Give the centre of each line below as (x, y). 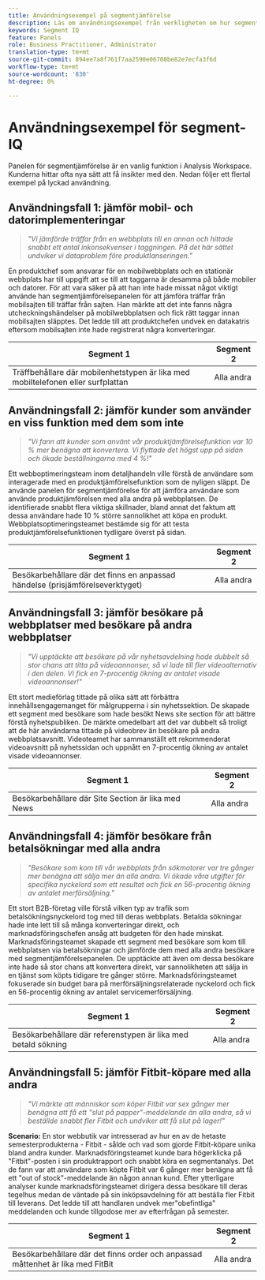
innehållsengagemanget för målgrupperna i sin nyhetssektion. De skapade (129, 705)
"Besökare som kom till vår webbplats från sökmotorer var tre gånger (141, 867)
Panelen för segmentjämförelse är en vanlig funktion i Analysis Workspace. (130, 166)
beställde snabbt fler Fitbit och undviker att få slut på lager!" (126, 1121)
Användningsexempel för (93, 127)
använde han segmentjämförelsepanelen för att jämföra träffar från (117, 296)
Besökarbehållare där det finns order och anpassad (107, 1254)
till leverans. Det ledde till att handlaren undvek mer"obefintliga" (112, 1203)
